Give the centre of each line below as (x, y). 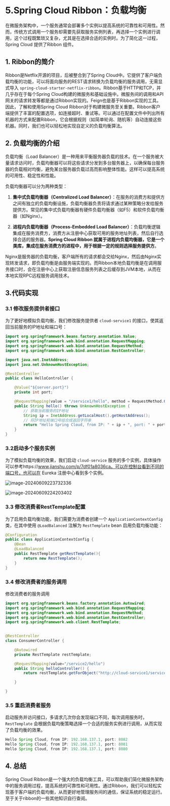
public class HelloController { (39, 378)
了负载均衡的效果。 (25, 730)
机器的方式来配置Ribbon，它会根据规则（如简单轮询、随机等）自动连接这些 (83, 119)
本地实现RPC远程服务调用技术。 (39, 275)
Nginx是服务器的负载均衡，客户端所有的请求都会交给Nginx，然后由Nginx (81, 256)
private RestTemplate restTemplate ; (53, 655)
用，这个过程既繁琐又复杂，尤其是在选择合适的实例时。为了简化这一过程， (83, 38)
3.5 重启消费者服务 (28, 705)
